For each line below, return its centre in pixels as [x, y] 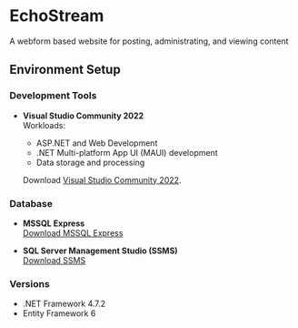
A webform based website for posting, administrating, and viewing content [149, 41]
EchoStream [57, 16]
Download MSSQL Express [73, 232]
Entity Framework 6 [59, 313]
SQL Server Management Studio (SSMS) [100, 251]
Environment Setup [65, 70]
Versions [30, 283]
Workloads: [44, 125]
